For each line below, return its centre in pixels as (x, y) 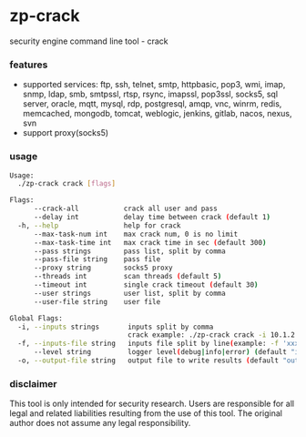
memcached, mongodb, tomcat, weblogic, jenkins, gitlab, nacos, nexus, (158, 114)
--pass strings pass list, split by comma (129, 251)
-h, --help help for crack (99, 225)
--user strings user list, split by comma (129, 293)
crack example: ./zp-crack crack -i (197, 335)
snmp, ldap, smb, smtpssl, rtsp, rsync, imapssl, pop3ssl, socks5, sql (150, 94)
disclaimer (33, 383)
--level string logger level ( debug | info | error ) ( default (160, 352)
